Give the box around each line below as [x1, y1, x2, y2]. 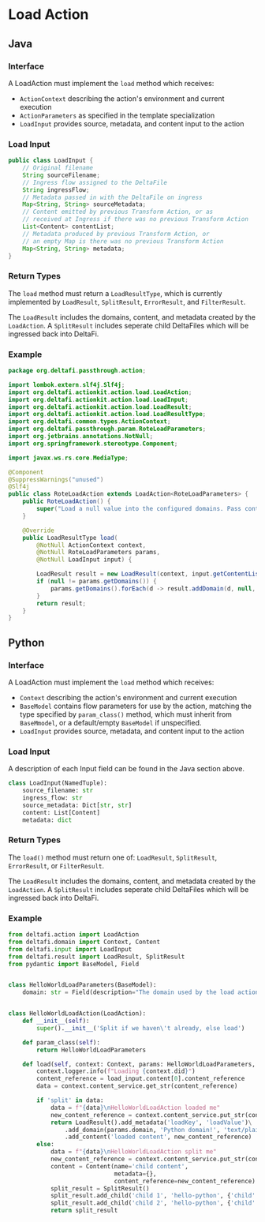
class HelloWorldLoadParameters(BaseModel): [8, 981, 157, 989]
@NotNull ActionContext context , [36, 541, 147, 549]
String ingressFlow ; [22, 186, 90, 194]
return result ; [36, 599, 87, 607]
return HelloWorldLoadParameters [36, 1046, 147, 1054]
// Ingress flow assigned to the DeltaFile [22, 178, 168, 186]
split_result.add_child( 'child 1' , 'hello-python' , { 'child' [50, 1192, 256, 1200]
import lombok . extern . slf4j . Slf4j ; [8, 380, 125, 388]
